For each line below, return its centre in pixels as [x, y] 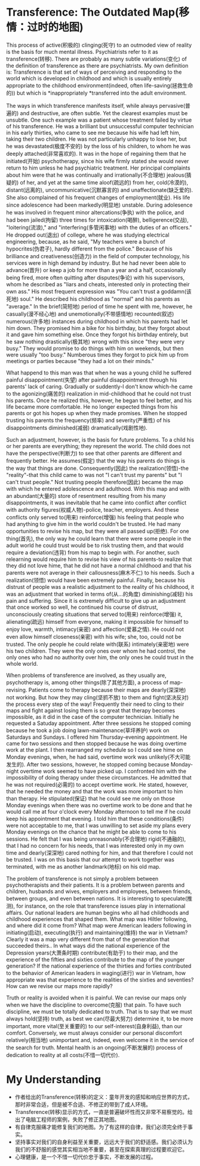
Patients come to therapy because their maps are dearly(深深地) [107, 690]
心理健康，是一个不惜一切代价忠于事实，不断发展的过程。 [85, 1156]
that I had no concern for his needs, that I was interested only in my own [95, 845]
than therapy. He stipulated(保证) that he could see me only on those [90, 798]
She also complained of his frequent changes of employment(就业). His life [98, 197]
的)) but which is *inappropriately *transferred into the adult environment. [96, 93]
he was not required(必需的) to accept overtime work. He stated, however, [97, 784]
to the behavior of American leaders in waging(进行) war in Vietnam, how [96, 973]
